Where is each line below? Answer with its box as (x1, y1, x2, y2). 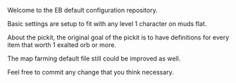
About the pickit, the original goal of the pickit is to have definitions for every (7, 33, 230, 41)
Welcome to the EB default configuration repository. (7, 6, 158, 14)
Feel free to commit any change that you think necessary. (7, 68, 174, 76)
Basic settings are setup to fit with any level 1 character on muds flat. (7, 20, 207, 27)
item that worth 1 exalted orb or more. (7, 41, 116, 49)
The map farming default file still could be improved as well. (7, 54, 181, 63)
